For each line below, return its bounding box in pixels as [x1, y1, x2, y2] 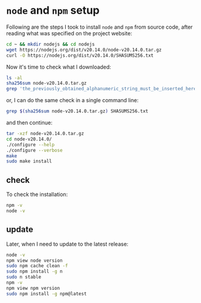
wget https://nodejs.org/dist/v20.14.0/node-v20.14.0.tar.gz [6, 47, 162, 53]
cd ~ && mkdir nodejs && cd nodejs [6, 41, 95, 47]
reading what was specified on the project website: [6, 29, 133, 36]
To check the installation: [6, 191, 68, 198]
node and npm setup [6, 4, 100, 17]
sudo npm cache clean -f [6, 263, 68, 269]
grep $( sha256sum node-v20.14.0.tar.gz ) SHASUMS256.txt [6, 108, 148, 114]
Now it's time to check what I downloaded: [6, 63, 112, 71]
